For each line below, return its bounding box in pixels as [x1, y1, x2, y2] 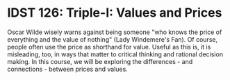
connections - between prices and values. [7, 65, 129, 73]
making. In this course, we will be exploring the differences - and [7, 57, 193, 65]
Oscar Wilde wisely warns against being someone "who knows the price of [7, 28, 222, 36]
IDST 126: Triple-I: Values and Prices [7, 5, 222, 21]
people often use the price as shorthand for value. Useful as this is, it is [7, 42, 211, 51]
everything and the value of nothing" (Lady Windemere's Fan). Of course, [7, 35, 217, 43]
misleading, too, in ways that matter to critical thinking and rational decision [7, 50, 224, 58]
